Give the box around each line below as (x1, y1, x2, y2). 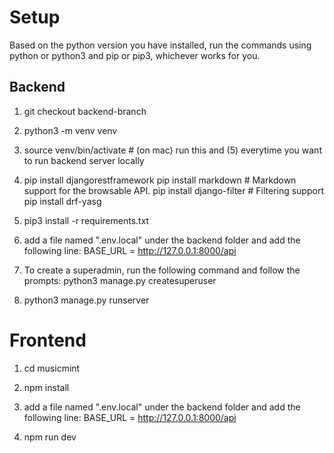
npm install (23, 381, 70, 393)
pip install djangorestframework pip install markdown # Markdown (23, 174, 297, 186)
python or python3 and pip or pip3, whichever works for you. (9, 49, 261, 61)
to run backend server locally (23, 154, 145, 166)
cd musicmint (23, 362, 81, 374)
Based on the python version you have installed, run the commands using (9, 39, 312, 51)
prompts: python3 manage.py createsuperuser (23, 274, 217, 286)
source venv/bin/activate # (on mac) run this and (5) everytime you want (23, 144, 322, 156)
